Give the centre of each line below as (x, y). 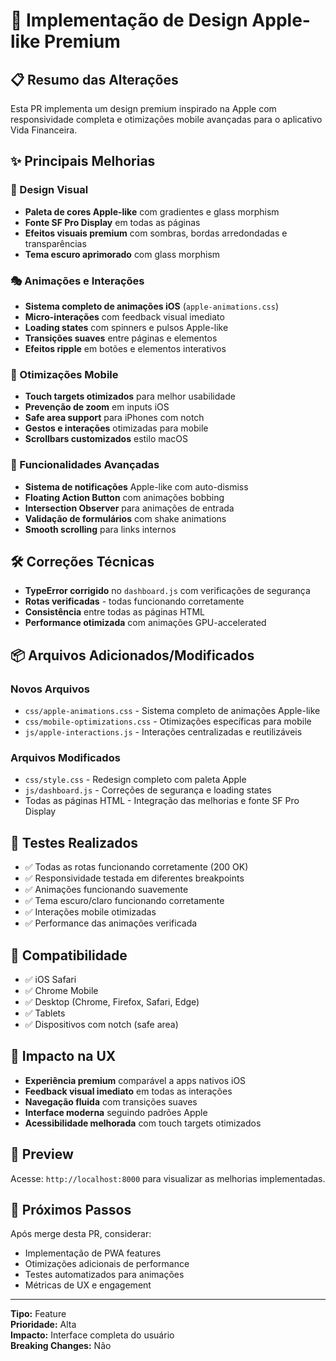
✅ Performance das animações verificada (111, 923)
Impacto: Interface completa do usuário (92, 1335)
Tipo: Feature (38, 1314)
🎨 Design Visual (49, 190)
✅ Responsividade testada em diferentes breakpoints (134, 878)
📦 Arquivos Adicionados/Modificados (132, 655)
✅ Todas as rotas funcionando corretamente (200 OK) (136, 867)
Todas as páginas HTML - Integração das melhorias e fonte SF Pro (162, 801)
